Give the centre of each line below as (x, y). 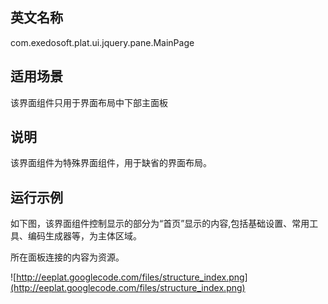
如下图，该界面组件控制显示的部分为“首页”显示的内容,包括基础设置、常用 (160, 224)
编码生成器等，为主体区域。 (84, 236)
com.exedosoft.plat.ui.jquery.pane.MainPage (102, 42)
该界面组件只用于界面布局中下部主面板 (89, 102)
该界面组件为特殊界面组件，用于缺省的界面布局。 (111, 163)
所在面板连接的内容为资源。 (67, 257)
